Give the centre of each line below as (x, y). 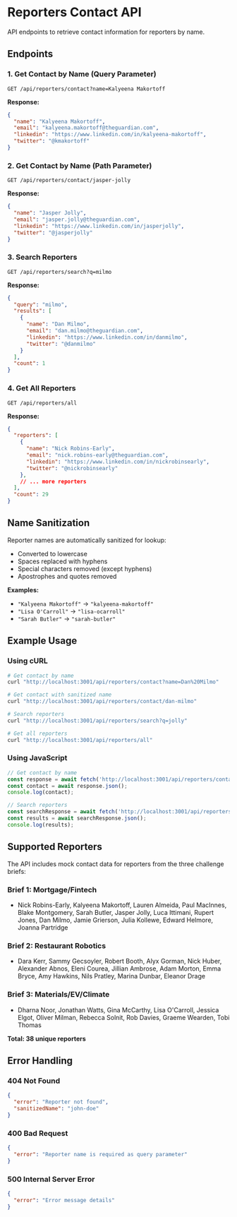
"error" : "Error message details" (64, 1200)
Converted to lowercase (53, 553)
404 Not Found (34, 1081)
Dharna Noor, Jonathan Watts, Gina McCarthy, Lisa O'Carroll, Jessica (118, 1009)
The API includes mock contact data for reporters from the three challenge (116, 864)
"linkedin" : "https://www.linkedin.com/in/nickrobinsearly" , (118, 462)
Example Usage (42, 641)
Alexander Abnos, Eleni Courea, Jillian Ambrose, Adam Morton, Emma (119, 969)
